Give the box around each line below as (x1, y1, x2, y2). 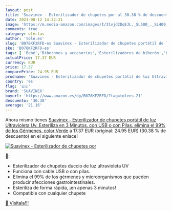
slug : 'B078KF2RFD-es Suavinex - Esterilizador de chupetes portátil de (5, 41, 164, 46)
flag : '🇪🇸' (5, 83, 31, 89)
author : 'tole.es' (5, 36, 45, 41)
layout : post (5, 7, 33, 13)
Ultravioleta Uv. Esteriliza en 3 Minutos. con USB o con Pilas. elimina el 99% (5, 122, 166, 129)
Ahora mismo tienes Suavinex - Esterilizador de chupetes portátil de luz (5, 117, 157, 123)
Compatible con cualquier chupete (12, 190, 86, 196)
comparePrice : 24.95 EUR (5, 70, 58, 75)
